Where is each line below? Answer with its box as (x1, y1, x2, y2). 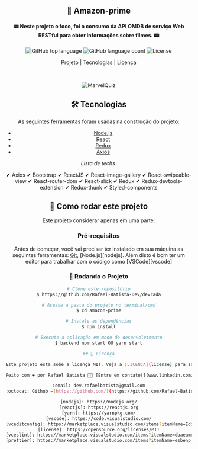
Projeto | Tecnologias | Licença (61, 59, 137, 66)
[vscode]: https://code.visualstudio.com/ (46, 415, 152, 421)
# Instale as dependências (65, 318, 132, 325)
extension (40, 184, 64, 191)
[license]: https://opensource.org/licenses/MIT (37, 426, 160, 432)
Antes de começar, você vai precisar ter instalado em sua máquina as (14, 245, 184, 252)
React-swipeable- (148, 171, 191, 178)
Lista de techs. (80, 160, 117, 167)
